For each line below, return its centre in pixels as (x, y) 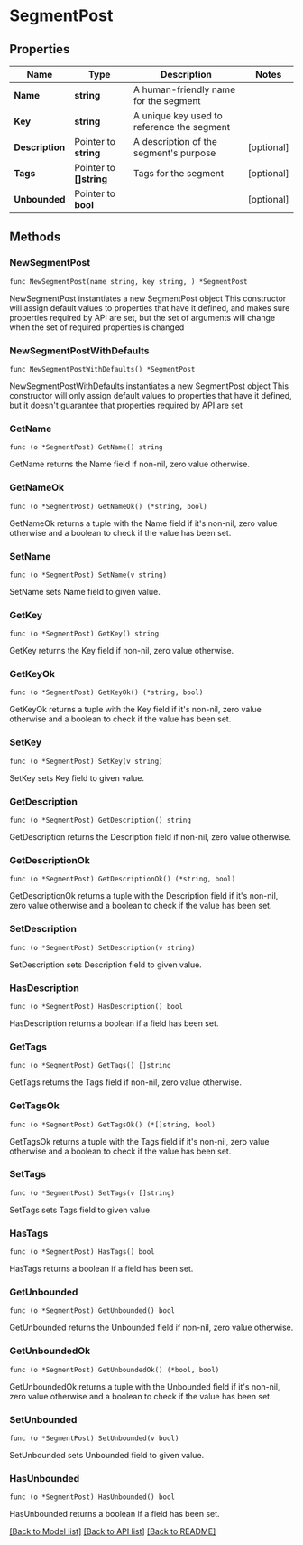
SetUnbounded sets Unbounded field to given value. (107, 1456)
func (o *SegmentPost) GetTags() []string (90, 1066)
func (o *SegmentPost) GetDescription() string (101, 820)
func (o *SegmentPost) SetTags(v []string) (92, 1193)
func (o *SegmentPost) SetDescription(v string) (102, 947)
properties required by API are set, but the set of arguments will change (142, 317)
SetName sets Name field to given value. (85, 591)
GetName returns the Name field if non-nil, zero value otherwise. (130, 464)
